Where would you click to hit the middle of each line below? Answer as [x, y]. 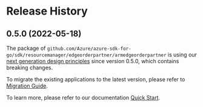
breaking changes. [30, 67]
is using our [182, 55]
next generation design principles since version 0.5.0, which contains [93, 61]
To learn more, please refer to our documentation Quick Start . [83, 98]
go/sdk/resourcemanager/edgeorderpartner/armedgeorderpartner [86, 55]
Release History [47, 11]
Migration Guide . [27, 86]
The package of [26, 48]
